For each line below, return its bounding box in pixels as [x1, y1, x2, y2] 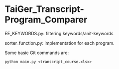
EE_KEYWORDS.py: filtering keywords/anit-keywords [4, 30, 114, 36]
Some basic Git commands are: [4, 50, 69, 56]
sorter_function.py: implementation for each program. [4, 40, 115, 46]
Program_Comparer [4, 14, 88, 25]
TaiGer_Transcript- [4, 3, 84, 15]
